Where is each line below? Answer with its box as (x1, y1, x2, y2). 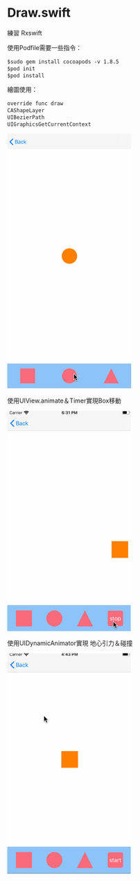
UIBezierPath (7, 113, 45, 121)
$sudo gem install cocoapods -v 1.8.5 (7, 58, 119, 65)
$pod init (7, 65, 36, 72)
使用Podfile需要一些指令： (7, 43, 82, 51)
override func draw (7, 99, 64, 107)
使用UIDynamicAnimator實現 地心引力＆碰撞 (7, 638, 133, 647)
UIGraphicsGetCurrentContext (7, 120, 91, 128)
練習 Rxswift (7, 29, 43, 37)
